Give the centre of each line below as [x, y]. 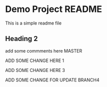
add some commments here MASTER [44, 50]
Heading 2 [22, 39]
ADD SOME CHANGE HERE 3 [35, 70]
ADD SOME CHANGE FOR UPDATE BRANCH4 [52, 80]
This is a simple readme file [33, 23]
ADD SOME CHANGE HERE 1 [35, 60]
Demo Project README [54, 9]
